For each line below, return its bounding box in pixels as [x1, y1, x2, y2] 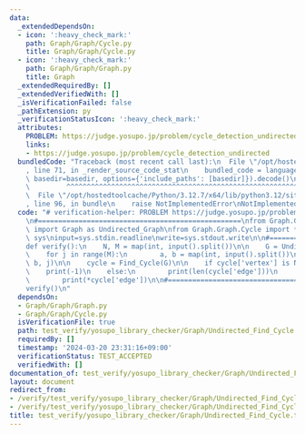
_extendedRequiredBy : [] [17, 81, 112, 90]
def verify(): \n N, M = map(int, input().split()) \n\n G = [25, 242, 279, 251]
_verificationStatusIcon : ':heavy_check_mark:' [17, 115, 202, 124]
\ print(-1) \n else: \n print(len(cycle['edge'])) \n [25, 267, 279, 277]
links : [25, 140, 51, 149]
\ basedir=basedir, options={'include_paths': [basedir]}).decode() [25, 174, 290, 183]
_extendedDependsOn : [17, 22, 95, 31]
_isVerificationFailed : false [17, 97, 132, 107]
